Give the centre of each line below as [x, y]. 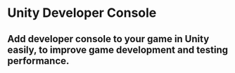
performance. [38, 61]
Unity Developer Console [82, 13]
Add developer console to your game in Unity [108, 39]
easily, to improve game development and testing [118, 49]
